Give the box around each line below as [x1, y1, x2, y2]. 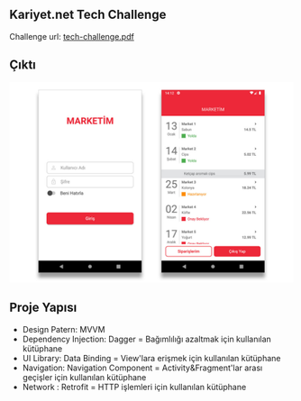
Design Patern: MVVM [22, 324, 105, 334]
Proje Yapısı [9, 300, 78, 315]
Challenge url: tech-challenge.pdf [9, 31, 135, 41]
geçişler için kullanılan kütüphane [22, 371, 147, 382]
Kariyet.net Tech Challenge [9, 7, 167, 23]
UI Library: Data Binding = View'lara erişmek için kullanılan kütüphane [22, 352, 281, 363]
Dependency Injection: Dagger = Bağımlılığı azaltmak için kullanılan [22, 333, 272, 344]
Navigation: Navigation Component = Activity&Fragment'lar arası [22, 362, 263, 373]
